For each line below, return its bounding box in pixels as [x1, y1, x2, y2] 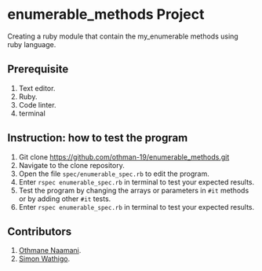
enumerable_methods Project [7, 5, 205, 24]
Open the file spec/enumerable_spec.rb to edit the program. [18, 169, 209, 178]
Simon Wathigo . [18, 254, 71, 264]
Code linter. [18, 100, 56, 109]
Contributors [7, 225, 72, 238]
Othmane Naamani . [18, 246, 82, 255]
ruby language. [7, 39, 56, 49]
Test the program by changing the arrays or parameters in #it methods [18, 185, 249, 195]
